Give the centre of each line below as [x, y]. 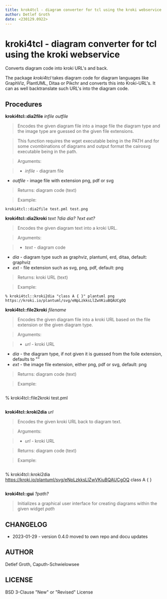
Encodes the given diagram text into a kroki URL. [68, 228]
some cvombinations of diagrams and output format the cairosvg [84, 146]
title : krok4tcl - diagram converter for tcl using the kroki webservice [83, 10]
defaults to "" [26, 359]
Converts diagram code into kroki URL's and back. [57, 68]
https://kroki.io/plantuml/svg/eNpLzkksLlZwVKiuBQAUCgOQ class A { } [79, 480]
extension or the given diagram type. [55, 325]
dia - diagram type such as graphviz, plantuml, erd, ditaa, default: [80, 257]
